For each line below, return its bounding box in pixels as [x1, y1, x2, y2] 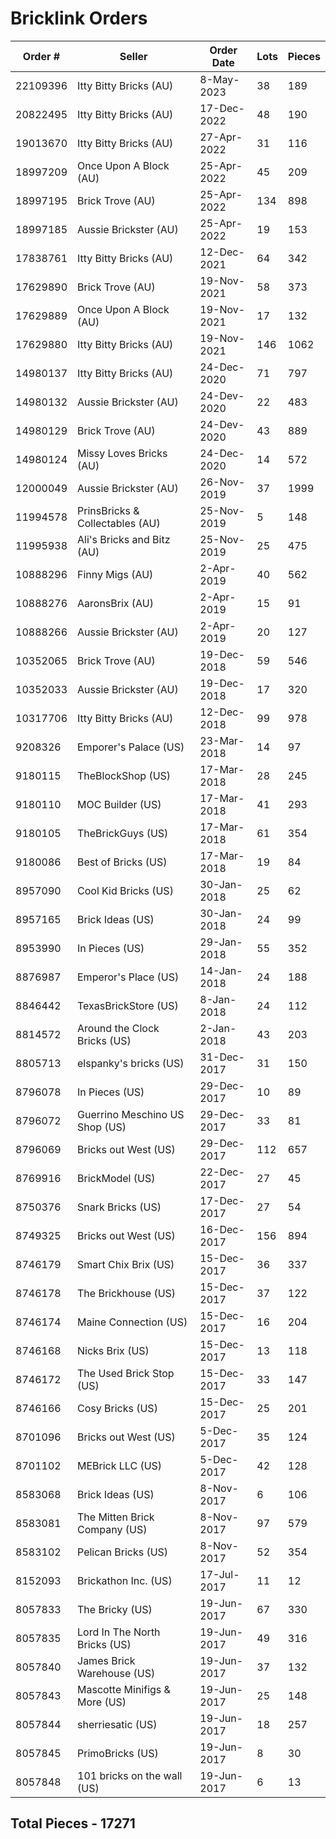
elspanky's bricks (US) [77, 1056, 185, 1070]
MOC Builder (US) [77, 797, 162, 811]
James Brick [77, 1653, 136, 1667]
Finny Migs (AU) [77, 567, 154, 581]
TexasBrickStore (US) [77, 998, 179, 1012]
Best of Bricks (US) [77, 855, 168, 869]
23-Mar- [199, 733, 245, 747]
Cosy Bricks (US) [77, 1401, 158, 1415]
